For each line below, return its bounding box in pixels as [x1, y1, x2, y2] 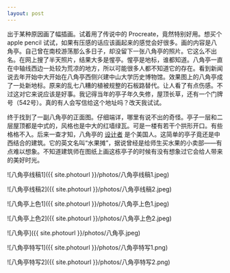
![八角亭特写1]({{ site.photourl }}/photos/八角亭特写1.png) [7, 243, 168, 251]
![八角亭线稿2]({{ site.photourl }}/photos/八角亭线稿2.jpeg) [7, 185, 172, 193]
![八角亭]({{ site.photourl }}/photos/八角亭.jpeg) [7, 228, 141, 237]
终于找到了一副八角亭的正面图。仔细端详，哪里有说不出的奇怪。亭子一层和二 [7, 112, 223, 121]
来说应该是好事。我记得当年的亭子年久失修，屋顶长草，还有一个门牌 [30, 90, 223, 98]
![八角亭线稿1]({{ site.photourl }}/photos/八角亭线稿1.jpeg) [7, 170, 170, 178]
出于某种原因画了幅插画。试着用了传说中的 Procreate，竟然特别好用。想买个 [7, 29, 222, 38]
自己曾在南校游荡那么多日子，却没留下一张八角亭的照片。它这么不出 [25, 47, 217, 55]
